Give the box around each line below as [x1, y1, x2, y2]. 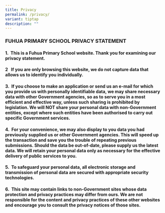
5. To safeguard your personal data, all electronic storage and [5, 164, 136, 170]
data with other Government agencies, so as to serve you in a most [5, 94, 146, 100]
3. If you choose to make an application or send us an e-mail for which [5, 83, 154, 89]
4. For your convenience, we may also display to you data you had [5, 126, 145, 132]
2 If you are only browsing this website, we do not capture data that [5, 67, 149, 73]
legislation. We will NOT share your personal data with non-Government [5, 104, 157, 110]
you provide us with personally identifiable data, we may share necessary [5, 88, 160, 95]
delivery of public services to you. [5, 153, 77, 159]
